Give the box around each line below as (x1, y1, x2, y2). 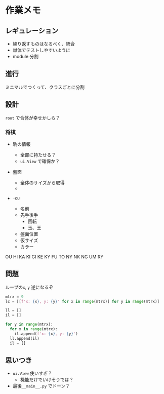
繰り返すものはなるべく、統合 (12, 41, 75, 47)
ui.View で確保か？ (20, 158, 60, 164)
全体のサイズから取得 (20, 179, 65, 185)
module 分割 (12, 54, 39, 59)
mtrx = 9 (5, 294, 24, 299)
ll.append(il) (10, 336, 39, 341)
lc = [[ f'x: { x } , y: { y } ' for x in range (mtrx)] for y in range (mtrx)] (5, 299, 160, 304)
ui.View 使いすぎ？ (12, 370, 52, 376)
